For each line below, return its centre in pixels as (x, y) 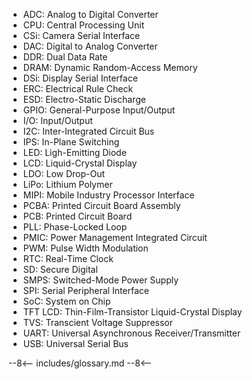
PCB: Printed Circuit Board (77, 216)
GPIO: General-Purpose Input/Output (99, 110)
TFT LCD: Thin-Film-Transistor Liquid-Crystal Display (132, 312)
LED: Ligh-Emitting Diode (74, 152)
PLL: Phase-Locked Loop (75, 227)
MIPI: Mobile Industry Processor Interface (108, 195)
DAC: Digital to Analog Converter (90, 46)
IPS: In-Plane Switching (71, 142)
